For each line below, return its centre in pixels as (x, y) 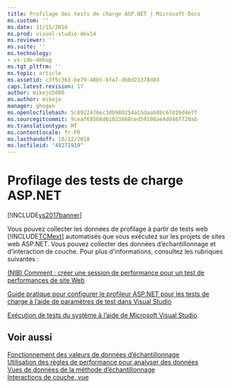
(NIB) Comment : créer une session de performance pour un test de (106, 273)
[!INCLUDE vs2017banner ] (45, 215)
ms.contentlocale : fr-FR (44, 132)
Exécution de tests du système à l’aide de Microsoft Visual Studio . (103, 315)
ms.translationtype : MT (42, 126)
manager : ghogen (31, 106)
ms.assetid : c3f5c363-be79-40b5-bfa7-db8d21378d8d (83, 80)
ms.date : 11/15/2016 (38, 27)
